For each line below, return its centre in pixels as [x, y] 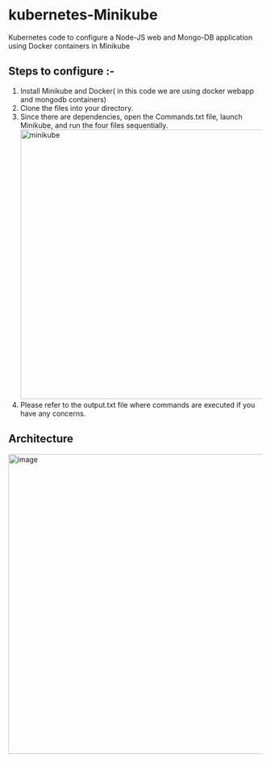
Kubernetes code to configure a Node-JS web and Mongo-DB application [130, 37]
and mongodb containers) [63, 99]
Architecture [41, 439]
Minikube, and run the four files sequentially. [94, 125]
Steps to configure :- [62, 72]
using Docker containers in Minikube [69, 45]
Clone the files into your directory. [77, 108]
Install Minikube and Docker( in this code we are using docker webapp [137, 91]
